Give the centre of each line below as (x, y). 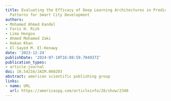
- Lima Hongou (20, 34)
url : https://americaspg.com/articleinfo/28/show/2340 (69, 91)
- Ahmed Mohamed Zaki (28, 39)
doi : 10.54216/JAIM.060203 (34, 72)
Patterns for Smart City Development (50, 15)
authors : (15, 19)
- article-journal (25, 67)
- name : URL (18, 86)
